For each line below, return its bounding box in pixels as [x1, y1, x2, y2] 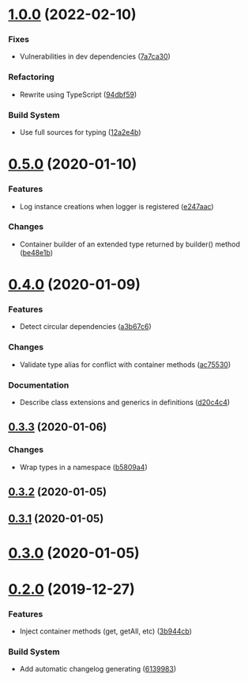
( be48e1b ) [19, 247, 54, 257]
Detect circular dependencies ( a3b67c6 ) [19, 322, 152, 331]
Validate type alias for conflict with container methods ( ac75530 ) [19, 359, 231, 369]
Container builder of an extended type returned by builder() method [19, 239, 241, 249]
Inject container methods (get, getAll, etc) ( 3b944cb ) [19, 626, 192, 636]
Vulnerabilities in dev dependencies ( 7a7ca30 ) [19, 52, 171, 61]
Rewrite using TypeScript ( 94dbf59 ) [19, 90, 137, 99]
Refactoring [8, 71, 55, 82]
